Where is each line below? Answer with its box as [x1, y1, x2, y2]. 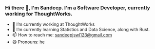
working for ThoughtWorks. [5, 10, 73, 17]
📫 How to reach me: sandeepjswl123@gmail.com [12, 32, 112, 38]
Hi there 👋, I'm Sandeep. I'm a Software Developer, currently [5, 4, 150, 11]
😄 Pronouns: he [12, 39, 45, 45]
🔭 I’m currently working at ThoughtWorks [12, 21, 95, 27]
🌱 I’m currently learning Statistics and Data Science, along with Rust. [12, 27, 150, 33]
